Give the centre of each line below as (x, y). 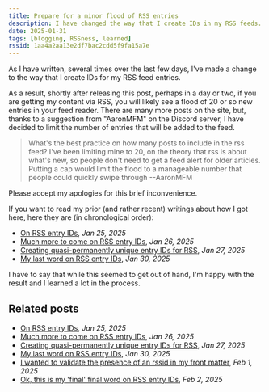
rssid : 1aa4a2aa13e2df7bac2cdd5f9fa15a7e (79, 46)
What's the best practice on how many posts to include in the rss (136, 143)
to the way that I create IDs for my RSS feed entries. (95, 78)
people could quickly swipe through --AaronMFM (110, 178)
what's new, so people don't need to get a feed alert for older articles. (144, 160)
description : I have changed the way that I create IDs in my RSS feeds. (135, 23)
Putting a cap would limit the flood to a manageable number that (135, 169)
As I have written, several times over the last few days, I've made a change (132, 69)
